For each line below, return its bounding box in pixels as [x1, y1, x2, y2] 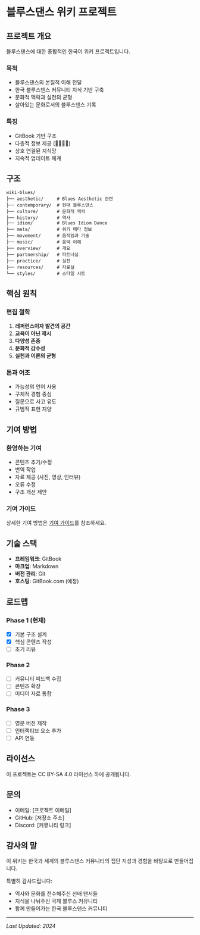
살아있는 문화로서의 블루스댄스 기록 [14, 101, 96, 108]
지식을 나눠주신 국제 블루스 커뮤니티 [14, 898, 98, 905]
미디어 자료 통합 [14, 690, 52, 697]
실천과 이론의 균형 [14, 352, 57, 359]
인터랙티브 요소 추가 [14, 727, 61, 734]
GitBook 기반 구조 [14, 132, 57, 139]
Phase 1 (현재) [6, 616, 46, 624]
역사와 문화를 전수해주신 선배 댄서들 [14, 890, 98, 898]
